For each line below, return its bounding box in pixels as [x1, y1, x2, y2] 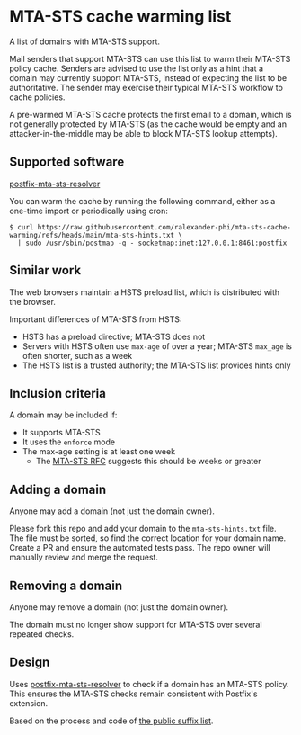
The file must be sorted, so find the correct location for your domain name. [9, 533, 287, 543]
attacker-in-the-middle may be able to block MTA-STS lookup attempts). [9, 128, 279, 139]
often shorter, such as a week [22, 350, 133, 361]
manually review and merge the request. [9, 551, 159, 563]
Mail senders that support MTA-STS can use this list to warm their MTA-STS [9, 53, 291, 64]
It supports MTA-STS [22, 427, 101, 438]
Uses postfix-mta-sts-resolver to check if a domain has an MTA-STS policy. [9, 678, 289, 689]
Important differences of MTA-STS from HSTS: [9, 313, 182, 325]
